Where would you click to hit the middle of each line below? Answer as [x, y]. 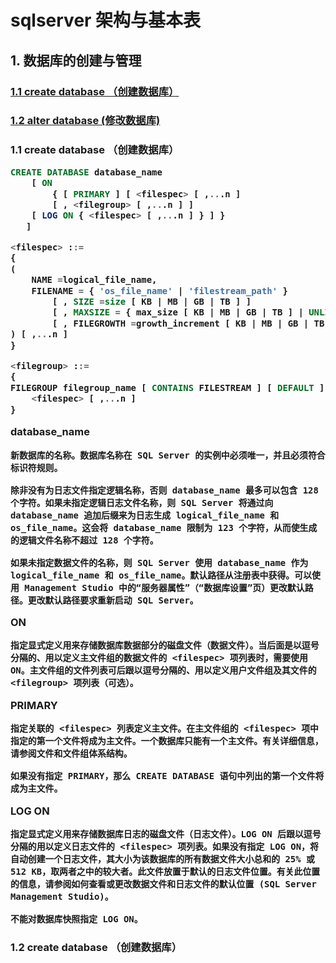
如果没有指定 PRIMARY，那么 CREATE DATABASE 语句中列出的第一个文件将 [167, 776]
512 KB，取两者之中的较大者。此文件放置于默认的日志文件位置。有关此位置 [165, 871]
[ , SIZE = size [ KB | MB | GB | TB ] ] [151, 302]
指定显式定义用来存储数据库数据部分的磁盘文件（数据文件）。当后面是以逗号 [165, 645]
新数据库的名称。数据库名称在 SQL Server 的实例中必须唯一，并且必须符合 [168, 455]
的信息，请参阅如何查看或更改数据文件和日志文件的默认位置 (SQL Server [163, 884]
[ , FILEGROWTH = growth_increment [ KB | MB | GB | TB [188, 323]
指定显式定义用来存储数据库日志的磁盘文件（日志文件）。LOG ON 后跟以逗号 [166, 834]
